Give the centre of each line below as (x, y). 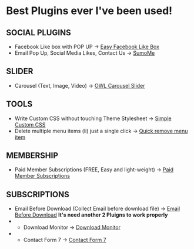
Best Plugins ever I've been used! (89, 11)
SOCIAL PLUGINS (39, 33)
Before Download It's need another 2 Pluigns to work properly (91, 215)
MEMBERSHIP (32, 156)
